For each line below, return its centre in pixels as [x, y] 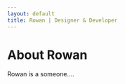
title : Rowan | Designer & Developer [63, 20]
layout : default [31, 14]
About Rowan [47, 55]
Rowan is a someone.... [41, 74]
